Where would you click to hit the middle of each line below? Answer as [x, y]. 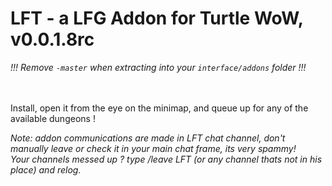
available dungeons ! [53, 118]
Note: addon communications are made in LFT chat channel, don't [148, 138]
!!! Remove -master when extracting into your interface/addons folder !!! [158, 67]
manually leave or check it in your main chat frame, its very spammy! [153, 148]
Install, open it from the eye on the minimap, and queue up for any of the [159, 108]
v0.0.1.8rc [52, 39]
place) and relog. [46, 169]
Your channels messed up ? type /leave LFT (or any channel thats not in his [166, 159]
